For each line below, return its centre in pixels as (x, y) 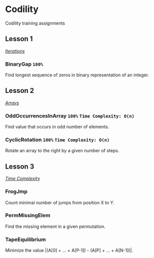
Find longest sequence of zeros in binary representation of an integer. (77, 75)
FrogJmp (16, 192)
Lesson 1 (19, 39)
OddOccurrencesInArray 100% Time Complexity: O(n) (70, 115)
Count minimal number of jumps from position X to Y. (60, 202)
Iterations (15, 51)
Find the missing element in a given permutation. (55, 226)
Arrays (12, 103)
